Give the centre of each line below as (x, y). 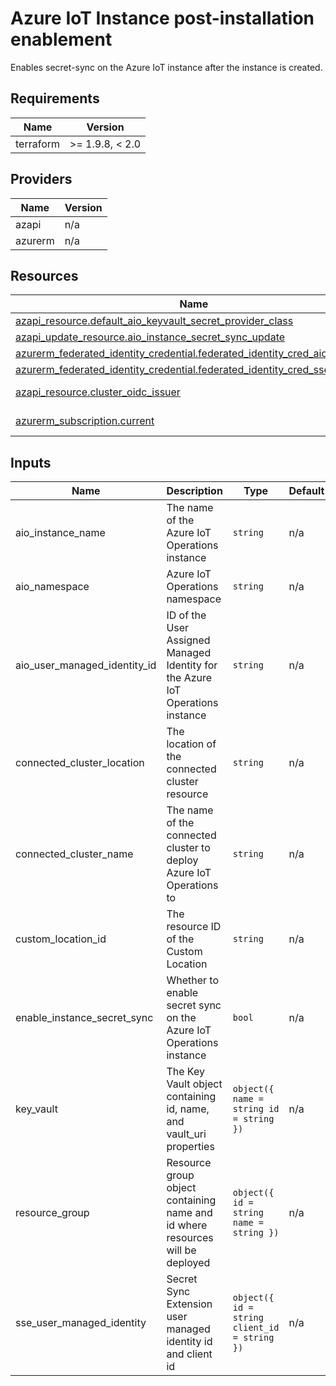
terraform (38, 144)
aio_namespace (52, 587)
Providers (41, 179)
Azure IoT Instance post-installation (162, 18)
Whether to (192, 980)
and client (189, 1354)
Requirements (55, 98)
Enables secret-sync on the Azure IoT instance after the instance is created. (166, 67)
